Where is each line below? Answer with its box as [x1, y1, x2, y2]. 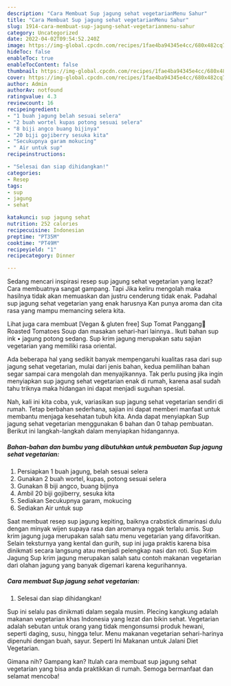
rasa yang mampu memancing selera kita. [7, 307, 126, 315]
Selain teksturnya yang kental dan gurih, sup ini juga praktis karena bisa [7, 539, 211, 548]
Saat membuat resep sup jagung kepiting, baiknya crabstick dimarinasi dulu [7, 517, 222, 526]
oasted [7, 328, 31, 336]
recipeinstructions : [7, 151, 67, 158]
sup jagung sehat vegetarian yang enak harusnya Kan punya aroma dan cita [7, 299, 223, 308]
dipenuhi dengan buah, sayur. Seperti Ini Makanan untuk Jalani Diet [7, 637, 199, 645]
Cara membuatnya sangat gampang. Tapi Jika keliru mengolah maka [7, 285, 201, 293]
